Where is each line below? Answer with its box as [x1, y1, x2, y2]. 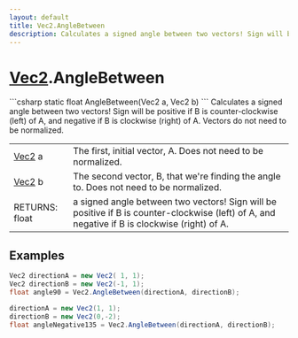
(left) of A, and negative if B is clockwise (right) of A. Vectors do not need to [9, 116, 286, 127]
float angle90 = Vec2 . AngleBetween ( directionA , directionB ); [9, 288, 240, 296]
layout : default [9, 12, 69, 22]
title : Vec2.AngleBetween [9, 21, 105, 30]
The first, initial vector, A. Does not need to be [73, 145, 264, 157]
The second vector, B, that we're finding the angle [73, 170, 281, 182]
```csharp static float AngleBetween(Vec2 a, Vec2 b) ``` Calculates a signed [9, 96, 283, 107]
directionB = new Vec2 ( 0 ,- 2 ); [9, 311, 122, 321]
